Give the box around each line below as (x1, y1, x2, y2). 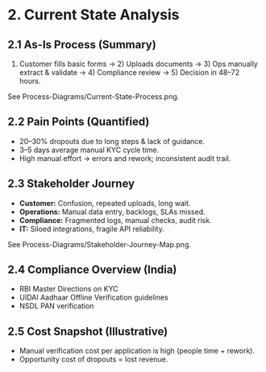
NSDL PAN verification (19, 301, 94, 311)
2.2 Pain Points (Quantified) (7, 115, 150, 129)
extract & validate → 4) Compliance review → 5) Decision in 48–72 (19, 68, 239, 77)
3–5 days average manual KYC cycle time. (19, 145, 160, 155)
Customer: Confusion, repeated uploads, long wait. (19, 198, 191, 208)
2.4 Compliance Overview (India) (7, 263, 177, 277)
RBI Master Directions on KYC (19, 284, 118, 294)
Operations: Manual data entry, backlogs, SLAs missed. (19, 207, 206, 217)
